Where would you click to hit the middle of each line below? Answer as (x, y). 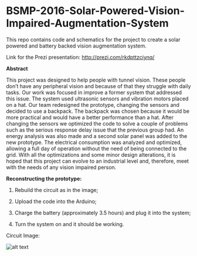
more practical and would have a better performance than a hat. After (90, 117)
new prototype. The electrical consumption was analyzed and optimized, (94, 142)
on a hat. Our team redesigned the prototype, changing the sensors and (93, 105)
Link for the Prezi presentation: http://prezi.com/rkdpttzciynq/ (80, 57)
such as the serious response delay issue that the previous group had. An (95, 130)
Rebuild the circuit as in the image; (56, 190)
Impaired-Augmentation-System (87, 23)
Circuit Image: (23, 235)
